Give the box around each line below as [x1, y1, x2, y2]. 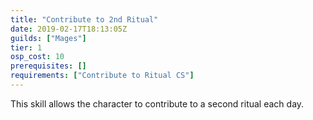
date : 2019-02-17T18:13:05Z [10, 24, 128, 34]
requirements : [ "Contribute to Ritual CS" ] [10, 71, 195, 81]
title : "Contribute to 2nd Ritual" [10, 14, 159, 25]
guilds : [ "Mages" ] [10, 33, 87, 43]
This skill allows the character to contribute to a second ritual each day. [10, 97, 305, 110]
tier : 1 [10, 42, 43, 53]
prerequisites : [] [10, 61, 87, 71]
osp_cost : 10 [10, 52, 65, 62]
